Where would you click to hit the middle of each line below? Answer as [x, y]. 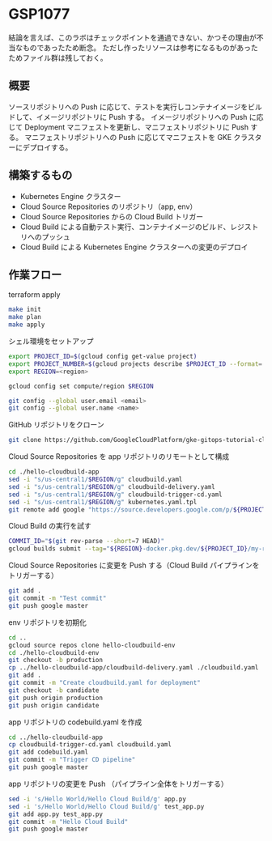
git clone [25, 440]
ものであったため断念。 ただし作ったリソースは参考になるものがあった [140, 47]
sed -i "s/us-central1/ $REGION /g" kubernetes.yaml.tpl [103, 502]
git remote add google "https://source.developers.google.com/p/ [121, 510]
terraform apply [34, 295]
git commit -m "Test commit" [57, 598]
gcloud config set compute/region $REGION [81, 386]
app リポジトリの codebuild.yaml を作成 [75, 722]
